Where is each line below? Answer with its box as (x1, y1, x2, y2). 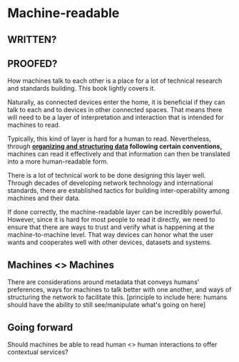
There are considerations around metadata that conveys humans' (7, 278, 200, 286)
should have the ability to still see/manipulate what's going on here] (7, 301, 206, 309)
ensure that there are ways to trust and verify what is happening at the (7, 223, 215, 231)
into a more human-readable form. (7, 157, 109, 166)
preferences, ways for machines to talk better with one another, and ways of (7, 286, 232, 294)
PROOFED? (7, 57, 58, 69)
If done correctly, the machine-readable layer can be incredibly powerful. (7, 208, 223, 216)
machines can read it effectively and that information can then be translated (7, 150, 230, 159)
